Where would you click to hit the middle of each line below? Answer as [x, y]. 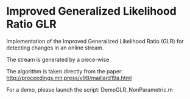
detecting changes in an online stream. [55, 48]
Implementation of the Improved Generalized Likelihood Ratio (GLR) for [95, 41]
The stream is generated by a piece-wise [58, 59]
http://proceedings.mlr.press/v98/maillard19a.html [69, 78]
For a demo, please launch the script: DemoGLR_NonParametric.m [90, 89]
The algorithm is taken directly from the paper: [65, 71]
